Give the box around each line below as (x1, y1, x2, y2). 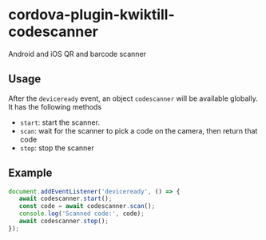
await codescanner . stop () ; (18, 218, 109, 226)
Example (8, 166, 53, 180)
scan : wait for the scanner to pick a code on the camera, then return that (19, 126, 258, 135)
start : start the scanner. (19, 118, 100, 127)
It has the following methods (8, 102, 102, 111)
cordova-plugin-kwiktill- (8, 6, 176, 24)
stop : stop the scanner (19, 142, 94, 153)
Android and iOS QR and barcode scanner (8, 49, 146, 58)
